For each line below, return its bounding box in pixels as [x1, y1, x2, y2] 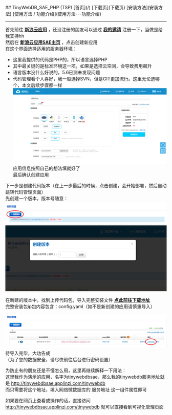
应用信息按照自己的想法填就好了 [12, 165, 80, 171]
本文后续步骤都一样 [21, 82, 62, 88]
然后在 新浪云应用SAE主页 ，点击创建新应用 [5, 39, 98, 45]
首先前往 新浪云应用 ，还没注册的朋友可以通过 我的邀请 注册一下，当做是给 [5, 27, 163, 32]
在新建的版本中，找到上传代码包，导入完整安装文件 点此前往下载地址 [5, 297, 150, 303]
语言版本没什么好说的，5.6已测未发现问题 [12, 70, 101, 75]
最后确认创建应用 [12, 171, 49, 178]
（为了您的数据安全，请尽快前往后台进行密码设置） [5, 357, 113, 363]
